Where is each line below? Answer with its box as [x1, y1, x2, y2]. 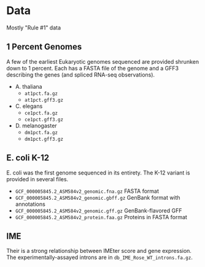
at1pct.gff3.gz [24, 97, 63, 103]
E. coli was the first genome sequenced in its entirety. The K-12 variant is [6, 169, 190, 176]
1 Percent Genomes [6, 42, 82, 52]
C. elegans [15, 102, 43, 110]
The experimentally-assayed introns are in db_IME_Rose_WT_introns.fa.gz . [6, 254, 193, 261]
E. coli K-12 [6, 152, 50, 163]
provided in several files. [6, 175, 69, 182]
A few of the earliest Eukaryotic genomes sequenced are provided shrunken [6, 58, 199, 65]
